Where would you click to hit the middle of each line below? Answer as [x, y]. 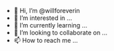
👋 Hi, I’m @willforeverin [47, 11]
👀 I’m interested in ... [43, 18]
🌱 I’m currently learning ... [50, 25]
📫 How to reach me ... [46, 40]
